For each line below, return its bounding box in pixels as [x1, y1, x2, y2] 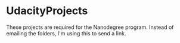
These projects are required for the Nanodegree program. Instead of [6, 24, 174, 31]
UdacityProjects [6, 4, 88, 18]
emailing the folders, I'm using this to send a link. [6, 29, 126, 37]
